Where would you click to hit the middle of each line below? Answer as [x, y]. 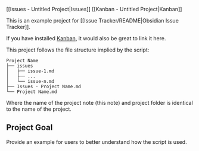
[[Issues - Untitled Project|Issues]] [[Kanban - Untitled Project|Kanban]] [94, 9]
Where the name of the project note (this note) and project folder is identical [100, 103]
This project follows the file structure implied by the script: [78, 50]
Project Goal [29, 128]
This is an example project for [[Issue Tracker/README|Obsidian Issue [92, 20]
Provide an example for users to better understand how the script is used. [97, 142]
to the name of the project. [39, 109]
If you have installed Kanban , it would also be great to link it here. [86, 38]
